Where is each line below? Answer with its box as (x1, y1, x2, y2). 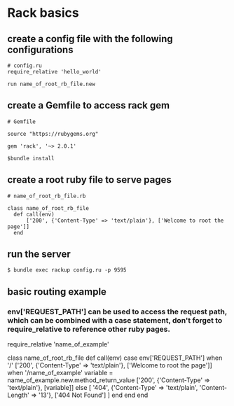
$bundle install (7, 155, 55, 162)
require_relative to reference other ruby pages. (7, 324, 170, 334)
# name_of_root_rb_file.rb (7, 192, 86, 199)
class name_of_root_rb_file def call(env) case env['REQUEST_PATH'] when (7, 353, 223, 362)
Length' (7, 391, 29, 400)
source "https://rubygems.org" (7, 130, 99, 137)
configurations (7, 43, 74, 55)
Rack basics (7, 5, 79, 21)
